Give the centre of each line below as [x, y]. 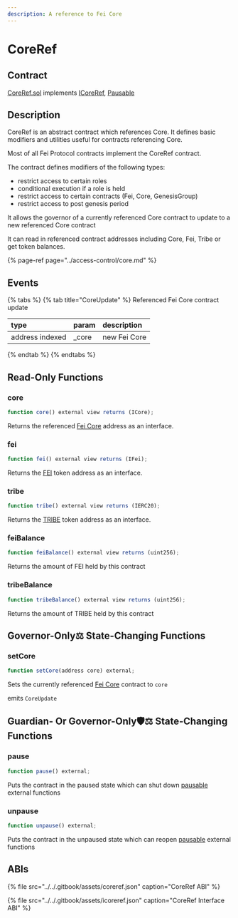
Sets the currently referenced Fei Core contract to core [88, 684]
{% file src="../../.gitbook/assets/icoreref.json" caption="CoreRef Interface [116, 900]
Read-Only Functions [55, 377]
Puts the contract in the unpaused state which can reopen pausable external [119, 839]
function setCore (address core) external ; [71, 671]
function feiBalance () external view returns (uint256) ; [93, 553]
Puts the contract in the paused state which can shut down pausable [108, 785]
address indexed [39, 337]
